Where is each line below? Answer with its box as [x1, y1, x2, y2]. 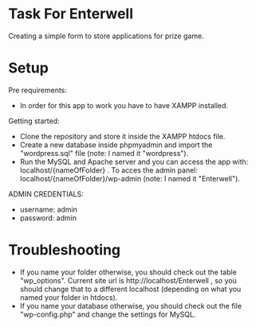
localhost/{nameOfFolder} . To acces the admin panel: [19, 165, 198, 175]
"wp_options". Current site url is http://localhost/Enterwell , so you [19, 275, 237, 285]
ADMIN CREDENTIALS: [8, 189, 84, 199]
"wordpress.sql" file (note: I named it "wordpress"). [19, 148, 189, 158]
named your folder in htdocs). [19, 292, 118, 302]
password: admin [19, 212, 77, 223]
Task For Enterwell [8, 5, 134, 23]
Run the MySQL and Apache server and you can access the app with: [19, 157, 249, 166]
